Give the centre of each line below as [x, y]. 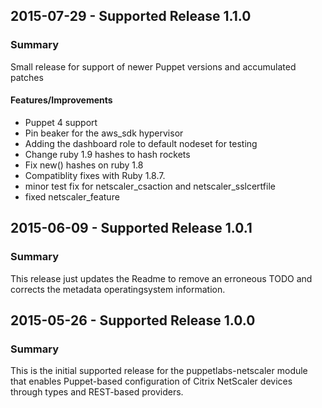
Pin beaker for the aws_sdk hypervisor [104, 133]
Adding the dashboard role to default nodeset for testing [141, 143]
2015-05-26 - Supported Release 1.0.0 [133, 320]
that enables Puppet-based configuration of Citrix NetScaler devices [151, 381]
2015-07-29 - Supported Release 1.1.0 [131, 16]
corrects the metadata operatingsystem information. [118, 289]
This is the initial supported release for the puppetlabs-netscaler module [159, 371]
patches [27, 77]
